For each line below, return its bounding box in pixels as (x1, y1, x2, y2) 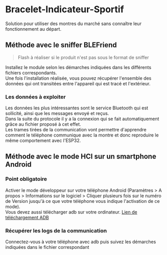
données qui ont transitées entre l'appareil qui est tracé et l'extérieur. (5, 80, 151, 86)
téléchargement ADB (5, 214, 50, 220)
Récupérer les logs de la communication (5, 227, 107, 234)
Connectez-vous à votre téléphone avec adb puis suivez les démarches (5, 239, 156, 245)
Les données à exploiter (5, 93, 66, 100)
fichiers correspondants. (5, 69, 57, 76)
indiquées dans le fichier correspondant (5, 244, 89, 250)
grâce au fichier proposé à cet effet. (5, 121, 81, 127)
